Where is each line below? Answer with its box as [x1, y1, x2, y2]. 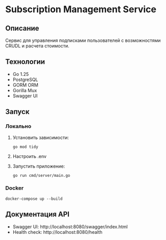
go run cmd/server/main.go [12, 173, 70, 178]
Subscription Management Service [5, 4, 157, 15]
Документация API [5, 210, 70, 219]
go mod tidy [12, 144, 38, 149]
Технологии [5, 58, 45, 66]
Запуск [5, 108, 30, 116]
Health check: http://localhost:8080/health [12, 229, 103, 235]
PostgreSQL [12, 76, 38, 83]
